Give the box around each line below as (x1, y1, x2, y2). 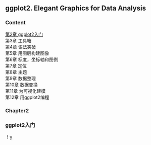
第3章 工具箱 (5, 37, 32, 43)
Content (5, 19, 26, 26)
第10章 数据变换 (5, 82, 38, 88)
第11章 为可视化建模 (5, 88, 46, 94)
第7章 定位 (5, 62, 27, 68)
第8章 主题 (5, 69, 27, 75)
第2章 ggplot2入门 (5, 31, 43, 37)
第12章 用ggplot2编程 (5, 94, 49, 100)
